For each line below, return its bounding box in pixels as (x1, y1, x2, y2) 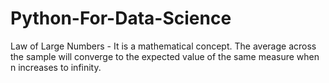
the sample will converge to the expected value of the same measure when (10, 50, 320, 62)
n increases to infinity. (10, 61, 102, 73)
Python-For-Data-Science (10, 7, 232, 30)
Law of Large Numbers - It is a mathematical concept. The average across (10, 40, 317, 52)
